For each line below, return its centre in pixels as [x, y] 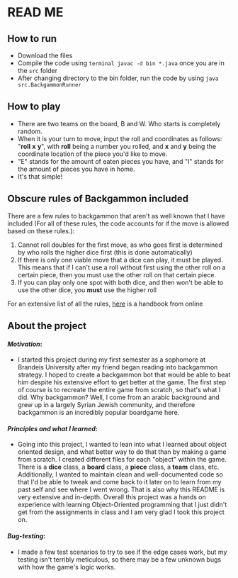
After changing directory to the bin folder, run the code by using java [118, 78]
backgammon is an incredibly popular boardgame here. [98, 413]
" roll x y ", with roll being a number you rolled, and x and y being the [117, 146]
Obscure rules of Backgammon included [98, 199]
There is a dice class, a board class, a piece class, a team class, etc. [118, 467]
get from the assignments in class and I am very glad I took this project [121, 512]
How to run [32, 39]
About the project [47, 326]
